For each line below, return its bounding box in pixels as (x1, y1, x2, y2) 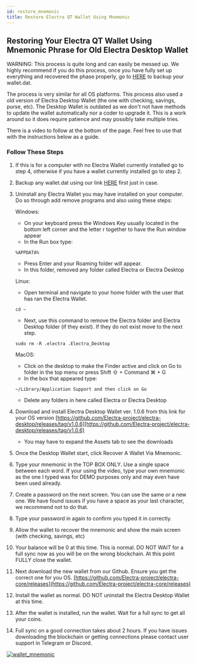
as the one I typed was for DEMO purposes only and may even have (15, 473, 180, 480)
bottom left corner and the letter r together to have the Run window (23, 226, 186, 233)
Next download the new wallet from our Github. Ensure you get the (15, 568, 176, 575)
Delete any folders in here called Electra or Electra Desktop (23, 396, 167, 403)
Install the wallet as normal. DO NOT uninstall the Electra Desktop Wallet (15, 591, 190, 598)
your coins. (15, 615, 43, 622)
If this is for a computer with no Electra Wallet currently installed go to (15, 161, 184, 168)
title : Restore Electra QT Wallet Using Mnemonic (6, 14, 131, 20)
